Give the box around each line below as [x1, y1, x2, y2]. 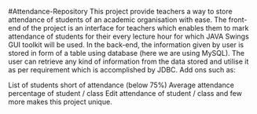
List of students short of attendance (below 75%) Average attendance [8, 80, 234, 90]
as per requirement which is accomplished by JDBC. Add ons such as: [8, 65, 236, 74]
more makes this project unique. [8, 97, 112, 106]
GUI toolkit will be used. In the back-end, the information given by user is [8, 40, 244, 50]
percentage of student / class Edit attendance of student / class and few [8, 89, 242, 97]
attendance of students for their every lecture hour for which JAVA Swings [8, 31, 249, 41]
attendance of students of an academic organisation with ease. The [8, 15, 227, 24]
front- [228, 15, 248, 24]
